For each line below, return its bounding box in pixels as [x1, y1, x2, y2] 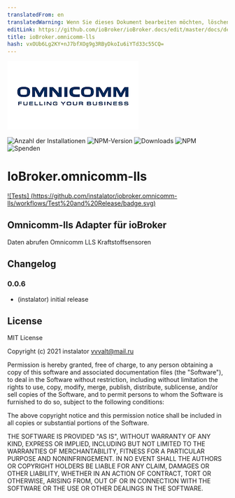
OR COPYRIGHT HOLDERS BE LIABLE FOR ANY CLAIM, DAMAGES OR [7, 462, 210, 471]
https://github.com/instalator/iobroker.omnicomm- [32, 192, 178, 200]
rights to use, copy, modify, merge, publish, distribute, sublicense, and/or [7, 383, 218, 391]
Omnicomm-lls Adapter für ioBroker [7, 219, 167, 231]
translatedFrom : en [7, 11, 64, 18]
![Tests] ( [7, 192, 34, 200]
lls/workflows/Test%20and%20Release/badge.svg [7, 199, 154, 207]
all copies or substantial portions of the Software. [7, 419, 149, 427]
